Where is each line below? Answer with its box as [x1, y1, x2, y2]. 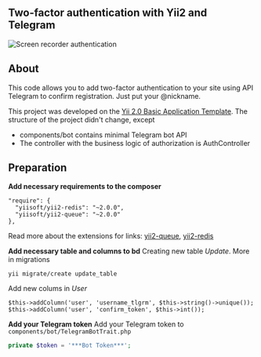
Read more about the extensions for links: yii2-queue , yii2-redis [8, 231, 214, 241]
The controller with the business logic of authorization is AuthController [19, 138, 251, 148]
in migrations [8, 255, 50, 264]
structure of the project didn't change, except [8, 115, 155, 124]
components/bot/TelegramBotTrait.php [8, 328, 132, 336]
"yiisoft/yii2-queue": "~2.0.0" [15, 211, 121, 219]
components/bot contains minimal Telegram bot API [19, 129, 187, 140]
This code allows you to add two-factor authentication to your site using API [8, 82, 254, 93]
